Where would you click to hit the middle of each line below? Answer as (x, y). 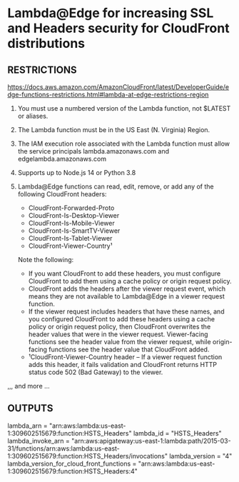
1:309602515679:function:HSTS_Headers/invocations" (88, 456)
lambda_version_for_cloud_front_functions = (72, 463)
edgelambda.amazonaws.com (62, 159)
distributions (46, 44)
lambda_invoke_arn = (39, 441)
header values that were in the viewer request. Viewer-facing (118, 334)
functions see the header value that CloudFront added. (129, 349)
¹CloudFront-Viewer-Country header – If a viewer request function (125, 357)
